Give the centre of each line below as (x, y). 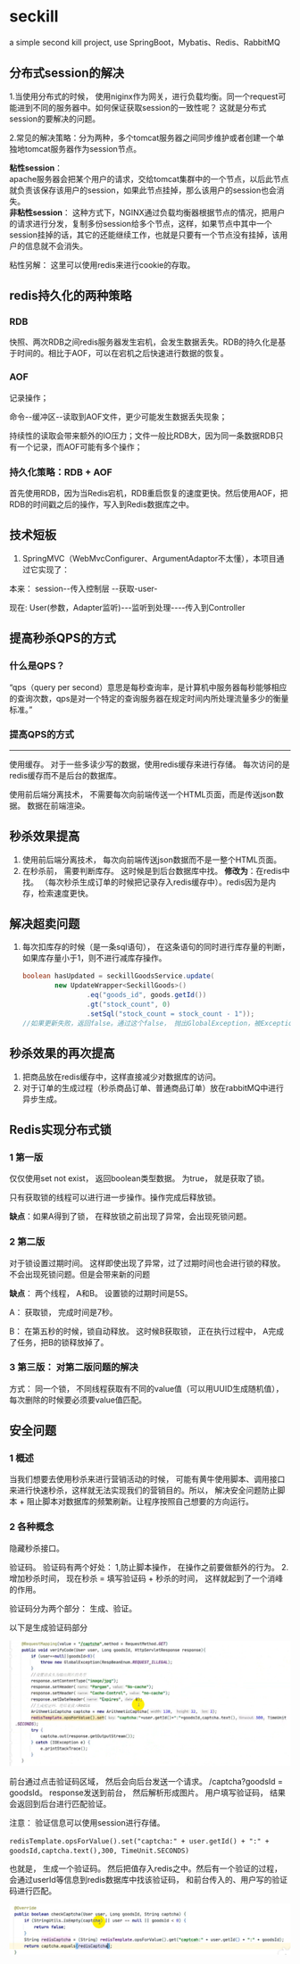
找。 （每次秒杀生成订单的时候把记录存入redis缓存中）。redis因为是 (145, 882)
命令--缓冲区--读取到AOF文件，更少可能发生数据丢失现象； (118, 416)
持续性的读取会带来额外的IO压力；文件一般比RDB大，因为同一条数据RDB (143, 436)
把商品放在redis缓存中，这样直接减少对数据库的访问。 (121, 1077)
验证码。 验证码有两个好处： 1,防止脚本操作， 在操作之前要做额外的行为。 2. (149, 1567)
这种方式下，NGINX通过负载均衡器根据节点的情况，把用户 (179, 212)
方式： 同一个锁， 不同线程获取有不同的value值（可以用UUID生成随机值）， (146, 1388)
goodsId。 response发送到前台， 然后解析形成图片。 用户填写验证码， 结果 (147, 1793)
